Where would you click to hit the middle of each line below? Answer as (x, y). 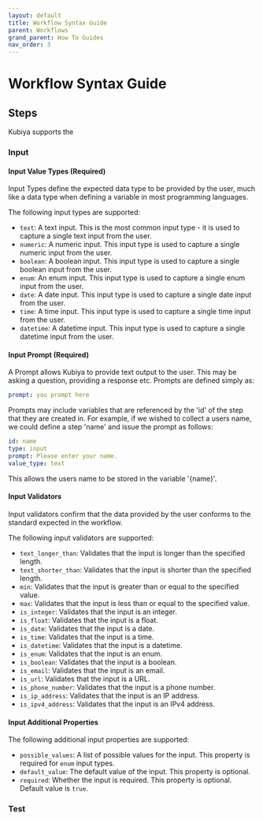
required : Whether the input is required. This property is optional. (126, 780)
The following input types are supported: (74, 212)
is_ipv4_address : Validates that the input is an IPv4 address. (117, 704)
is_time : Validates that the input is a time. (87, 637)
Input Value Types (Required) (57, 171)
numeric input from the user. (66, 253)
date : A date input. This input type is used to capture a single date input (135, 295)
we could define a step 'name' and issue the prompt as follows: (111, 427)
